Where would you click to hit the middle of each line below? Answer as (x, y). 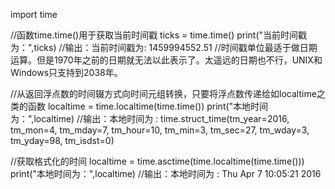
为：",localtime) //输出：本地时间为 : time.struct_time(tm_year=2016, (150, 118)
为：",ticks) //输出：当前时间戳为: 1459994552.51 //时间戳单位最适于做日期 (164, 47)
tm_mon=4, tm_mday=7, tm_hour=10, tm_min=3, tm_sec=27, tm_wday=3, (160, 130)
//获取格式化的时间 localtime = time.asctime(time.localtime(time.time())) (157, 161)
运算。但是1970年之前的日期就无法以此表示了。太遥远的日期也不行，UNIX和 (166, 60)
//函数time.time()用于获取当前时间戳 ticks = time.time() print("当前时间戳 (159, 35)
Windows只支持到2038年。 (66, 72)
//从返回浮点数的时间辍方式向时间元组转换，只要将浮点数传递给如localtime (163, 93)
